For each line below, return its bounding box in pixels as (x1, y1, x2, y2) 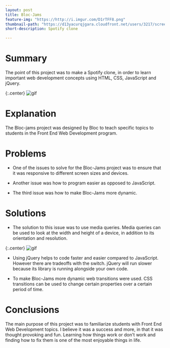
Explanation (5, 108, 57, 119)
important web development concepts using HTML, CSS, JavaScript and (5, 75, 157, 81)
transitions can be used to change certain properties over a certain (12, 280, 152, 287)
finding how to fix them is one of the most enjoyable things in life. (5, 337, 142, 343)
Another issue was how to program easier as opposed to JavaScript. (12, 180, 156, 186)
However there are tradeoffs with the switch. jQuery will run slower (12, 260, 152, 266)
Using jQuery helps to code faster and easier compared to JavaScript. (12, 255, 159, 261)
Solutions (5, 208, 47, 219)
